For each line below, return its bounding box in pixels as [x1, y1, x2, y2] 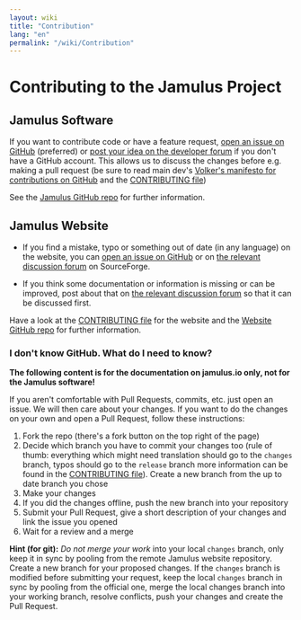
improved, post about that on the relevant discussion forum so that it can [22, 288, 292, 299]
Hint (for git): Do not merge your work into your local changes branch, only [9, 544, 285, 554]
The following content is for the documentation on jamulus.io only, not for [9, 368, 290, 378]
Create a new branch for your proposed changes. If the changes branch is [9, 562, 280, 573]
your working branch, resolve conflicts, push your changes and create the [9, 591, 284, 602]
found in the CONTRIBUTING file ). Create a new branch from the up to [22, 469, 283, 480]
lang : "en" [9, 30, 50, 39]
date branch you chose [22, 478, 109, 490]
